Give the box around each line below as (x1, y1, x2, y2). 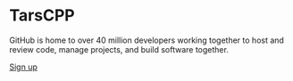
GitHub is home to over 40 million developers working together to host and (9, 35, 284, 45)
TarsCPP (9, 5, 75, 26)
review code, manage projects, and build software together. (9, 44, 230, 54)
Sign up (9, 61, 38, 72)
